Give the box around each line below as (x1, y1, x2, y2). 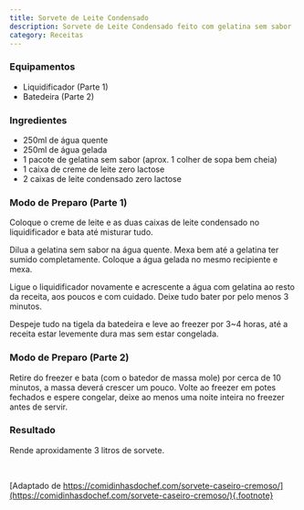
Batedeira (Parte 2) (22, 90, 95, 101)
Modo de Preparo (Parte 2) (9, 351, 130, 364)
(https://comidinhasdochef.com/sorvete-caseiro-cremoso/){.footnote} (9, 490, 274, 501)
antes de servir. (9, 401, 68, 412)
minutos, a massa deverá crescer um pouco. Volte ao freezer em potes (9, 381, 277, 393)
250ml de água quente (22, 134, 109, 145)
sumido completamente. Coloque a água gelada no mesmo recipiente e (9, 254, 278, 265)
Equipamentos (9, 60, 76, 73)
